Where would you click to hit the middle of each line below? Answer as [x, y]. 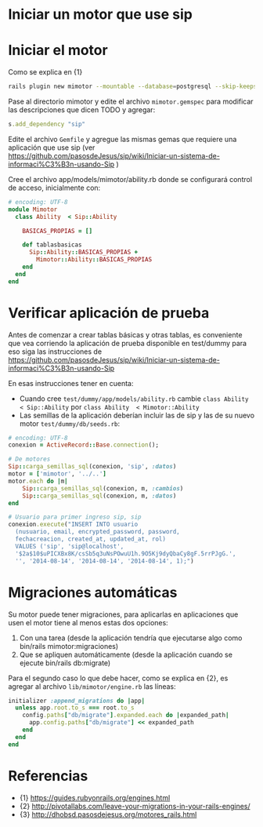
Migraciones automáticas [93, 592]
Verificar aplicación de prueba [109, 313]
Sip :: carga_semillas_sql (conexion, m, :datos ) [99, 496]
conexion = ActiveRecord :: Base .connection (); [83, 445]
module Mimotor [33, 209]
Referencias [48, 776]
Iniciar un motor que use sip [101, 15]
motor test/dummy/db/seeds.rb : [70, 423]
